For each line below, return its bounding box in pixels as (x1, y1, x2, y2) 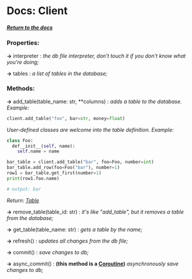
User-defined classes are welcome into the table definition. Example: (6, 126, 174, 133)
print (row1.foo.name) (6, 175, 60, 181)
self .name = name (17, 148, 60, 154)
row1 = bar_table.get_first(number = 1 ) (6, 170, 102, 176)
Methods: (6, 84, 35, 92)
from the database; (6, 214, 53, 221)
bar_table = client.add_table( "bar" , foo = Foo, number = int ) (6, 159, 154, 165)
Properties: (6, 39, 40, 47)
